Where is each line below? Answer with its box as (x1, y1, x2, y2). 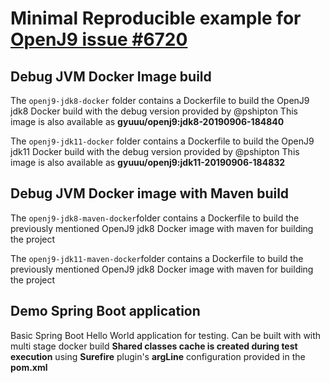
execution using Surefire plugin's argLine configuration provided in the (10, 350, 306, 362)
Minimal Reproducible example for (10, 7, 302, 30)
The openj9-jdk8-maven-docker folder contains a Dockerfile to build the (10, 212, 300, 224)
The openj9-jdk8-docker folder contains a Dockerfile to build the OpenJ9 (10, 95, 310, 106)
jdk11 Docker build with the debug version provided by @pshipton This (10, 146, 300, 157)
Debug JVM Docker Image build (10, 68, 212, 85)
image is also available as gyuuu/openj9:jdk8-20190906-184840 (10, 116, 285, 127)
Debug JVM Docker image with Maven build (10, 185, 290, 202)
